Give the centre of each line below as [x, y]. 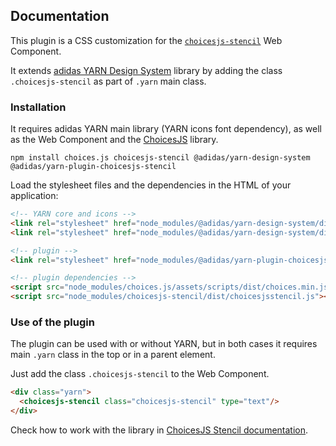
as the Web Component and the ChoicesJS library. [114, 140]
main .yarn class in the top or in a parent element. [113, 355]
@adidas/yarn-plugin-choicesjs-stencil [93, 167]
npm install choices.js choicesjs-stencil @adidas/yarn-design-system [160, 158]
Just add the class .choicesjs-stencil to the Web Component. [140, 374]
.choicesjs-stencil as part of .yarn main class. [108, 81]
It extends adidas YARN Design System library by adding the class [146, 70]
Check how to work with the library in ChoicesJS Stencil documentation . [159, 430]
